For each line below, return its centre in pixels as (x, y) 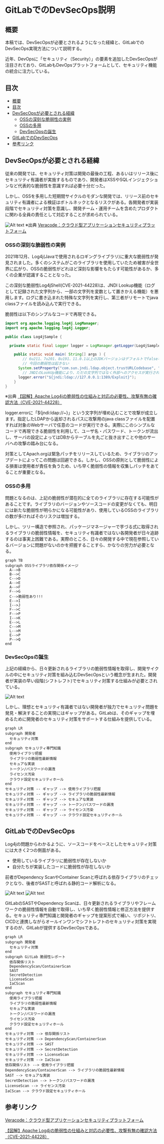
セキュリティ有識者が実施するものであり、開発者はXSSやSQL (67, 179)
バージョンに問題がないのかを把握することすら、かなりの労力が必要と (80, 545)
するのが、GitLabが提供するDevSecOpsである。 (53, 927)
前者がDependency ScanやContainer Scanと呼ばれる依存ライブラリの (75, 877)
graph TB (14, 560)
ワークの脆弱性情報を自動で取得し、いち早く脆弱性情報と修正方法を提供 (78, 909)
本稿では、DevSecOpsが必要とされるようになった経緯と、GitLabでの (75, 42)
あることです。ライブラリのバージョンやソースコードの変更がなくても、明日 (81, 504)
